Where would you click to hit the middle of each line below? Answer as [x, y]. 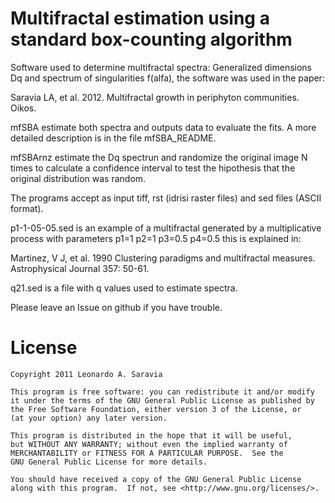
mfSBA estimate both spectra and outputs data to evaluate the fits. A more [163, 127]
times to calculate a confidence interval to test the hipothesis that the [153, 168]
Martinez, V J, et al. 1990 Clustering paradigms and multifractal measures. [163, 258]
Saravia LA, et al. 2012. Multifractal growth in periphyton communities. [155, 97]
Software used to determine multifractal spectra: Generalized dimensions [161, 67]
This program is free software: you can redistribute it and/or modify [162, 392]
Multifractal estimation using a [140, 18]
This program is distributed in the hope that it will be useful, [151, 435]
